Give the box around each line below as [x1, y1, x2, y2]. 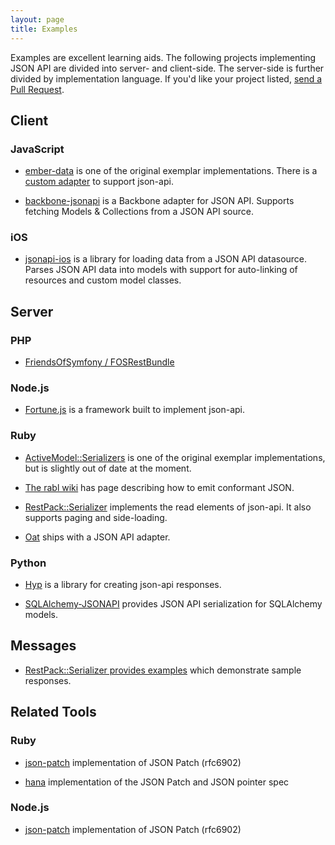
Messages [10, 637, 77, 655]
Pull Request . [10, 83, 65, 95]
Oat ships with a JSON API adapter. [24, 531, 171, 543]
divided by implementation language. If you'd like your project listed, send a [10, 72, 323, 85]
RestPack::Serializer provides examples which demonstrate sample [24, 664, 302, 676]
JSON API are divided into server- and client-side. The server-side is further [10, 62, 325, 74]
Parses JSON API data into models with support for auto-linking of [24, 264, 298, 276]
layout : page [10, 14, 65, 25]
